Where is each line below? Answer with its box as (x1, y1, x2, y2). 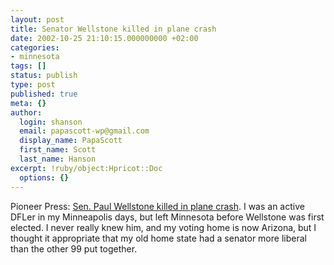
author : (10, 107, 43, 118)
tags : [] (10, 61, 47, 71)
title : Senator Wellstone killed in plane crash (10, 24, 217, 34)
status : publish (10, 71, 78, 81)
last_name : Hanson (19, 154, 97, 164)
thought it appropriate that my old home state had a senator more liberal (10, 232, 307, 244)
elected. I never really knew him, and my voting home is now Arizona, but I (10, 221, 317, 233)
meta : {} (10, 98, 47, 108)
